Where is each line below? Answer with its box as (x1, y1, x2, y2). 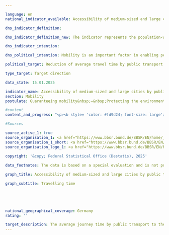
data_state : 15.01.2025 (5, 80, 55, 85)
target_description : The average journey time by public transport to (5, 222, 156, 227)
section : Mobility (5, 94, 44, 99)
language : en (5, 12, 33, 17)
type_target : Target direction (5, 71, 71, 76)
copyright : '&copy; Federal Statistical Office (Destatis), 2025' (5, 154, 147, 159)
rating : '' (5, 213, 28, 218)
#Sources (5, 121, 24, 126)
